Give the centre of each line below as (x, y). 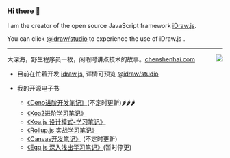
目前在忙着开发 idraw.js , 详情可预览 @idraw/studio (88, 74)
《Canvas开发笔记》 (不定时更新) (72, 139)
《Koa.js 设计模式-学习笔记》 (66, 122)
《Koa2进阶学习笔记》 (57, 113)
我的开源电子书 (38, 89)
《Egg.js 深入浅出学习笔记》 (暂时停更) (79, 147)
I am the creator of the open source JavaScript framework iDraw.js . (102, 26)
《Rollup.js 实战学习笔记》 (62, 130)
